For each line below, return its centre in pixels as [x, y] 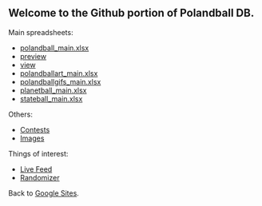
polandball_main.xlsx [54, 48]
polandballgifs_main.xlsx [60, 81]
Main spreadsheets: [41, 32]
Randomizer [40, 177]
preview [33, 56]
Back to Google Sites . [44, 193]
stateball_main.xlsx [51, 98]
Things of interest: [38, 153]
